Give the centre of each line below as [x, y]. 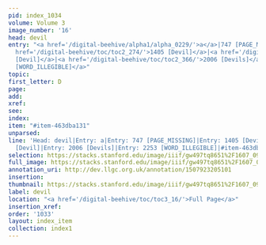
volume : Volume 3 [37, 23]
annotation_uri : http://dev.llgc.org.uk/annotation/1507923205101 [120, 170]
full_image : [28, 163]
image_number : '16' [40, 30]
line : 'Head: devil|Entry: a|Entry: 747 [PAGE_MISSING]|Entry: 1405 [123, 140]
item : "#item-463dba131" [49, 126]
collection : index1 [40, 229]
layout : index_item [40, 221]
